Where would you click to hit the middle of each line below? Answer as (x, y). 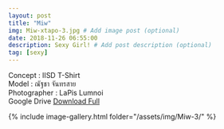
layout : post (30, 16)
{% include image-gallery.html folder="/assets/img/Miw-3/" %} (112, 117)
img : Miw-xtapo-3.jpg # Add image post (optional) (94, 30)
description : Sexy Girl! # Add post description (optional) (110, 45)
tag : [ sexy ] (28, 53)
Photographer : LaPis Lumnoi (56, 93)
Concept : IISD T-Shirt (44, 75)
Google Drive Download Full (54, 101)
